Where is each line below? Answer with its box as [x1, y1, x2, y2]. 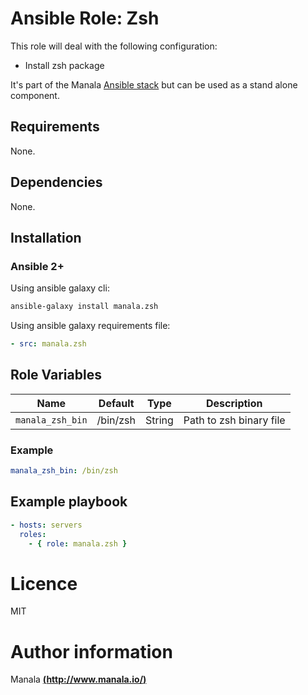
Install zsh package [24, 59, 105, 71]
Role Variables [10, 367, 102, 384]
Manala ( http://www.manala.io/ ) [10, 673, 147, 686]
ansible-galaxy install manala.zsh [10, 302, 159, 312]
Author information [10, 640, 173, 663]
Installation [10, 229, 82, 246]
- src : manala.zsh [10, 339, 87, 349]
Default [98, 396, 135, 410]
